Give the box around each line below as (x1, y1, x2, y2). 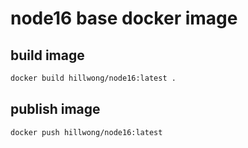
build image (10, 47, 85, 64)
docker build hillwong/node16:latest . (10, 73, 177, 83)
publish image (10, 101, 101, 118)
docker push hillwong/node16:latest (10, 127, 163, 137)
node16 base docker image (10, 7, 238, 30)
